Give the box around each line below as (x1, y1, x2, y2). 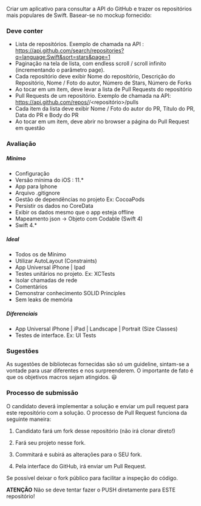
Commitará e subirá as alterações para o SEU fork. (15, 451, 143, 458)
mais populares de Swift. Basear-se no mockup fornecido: (6, 12, 152, 19)
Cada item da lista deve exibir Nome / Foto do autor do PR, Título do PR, (15, 105, 196, 112)
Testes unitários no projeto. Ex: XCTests (15, 270, 115, 278)
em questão (15, 125, 46, 132)
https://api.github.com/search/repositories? (15, 47, 124, 54)
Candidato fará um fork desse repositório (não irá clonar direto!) (15, 427, 175, 434)
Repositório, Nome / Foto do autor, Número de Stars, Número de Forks (15, 79, 192, 87)
